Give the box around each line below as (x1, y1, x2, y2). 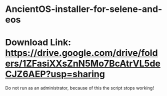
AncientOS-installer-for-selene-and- (5, 3, 162, 15)
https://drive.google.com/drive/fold (5, 47, 158, 59)
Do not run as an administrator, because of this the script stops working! (5, 85, 154, 91)
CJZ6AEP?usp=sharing (5, 69, 105, 80)
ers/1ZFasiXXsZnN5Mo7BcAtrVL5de (5, 58, 161, 69)
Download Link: (5, 37, 71, 48)
